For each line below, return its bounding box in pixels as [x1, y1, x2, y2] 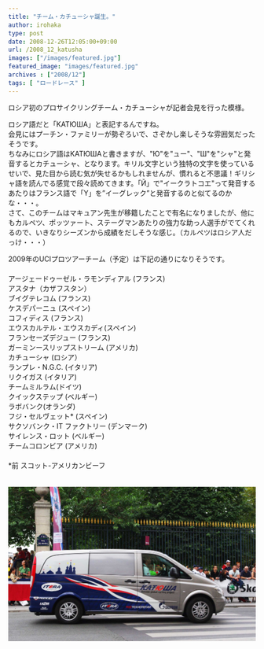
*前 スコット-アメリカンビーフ [8, 460, 106, 470]
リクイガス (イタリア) [8, 372, 77, 382]
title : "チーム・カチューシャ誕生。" [8, 13, 116, 20]
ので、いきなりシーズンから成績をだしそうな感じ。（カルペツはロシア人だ [14, 227, 252, 237]
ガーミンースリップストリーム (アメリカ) [8, 342, 139, 352]
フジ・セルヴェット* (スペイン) [8, 411, 108, 421]
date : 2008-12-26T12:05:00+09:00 [8, 38, 118, 46]
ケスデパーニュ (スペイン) [8, 303, 91, 312]
